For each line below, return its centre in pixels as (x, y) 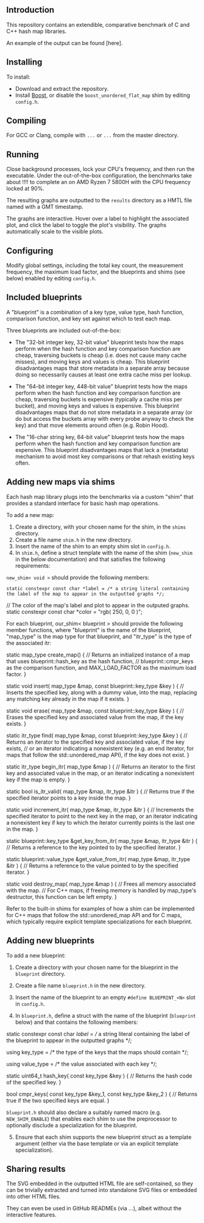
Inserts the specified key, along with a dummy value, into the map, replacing (102, 692)
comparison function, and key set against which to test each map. (89, 319)
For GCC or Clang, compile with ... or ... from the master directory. (93, 135)
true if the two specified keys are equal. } (58, 1100)
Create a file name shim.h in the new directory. (73, 540)
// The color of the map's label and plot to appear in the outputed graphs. (98, 605)
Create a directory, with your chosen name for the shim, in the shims (100, 527)
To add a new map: (30, 515)
